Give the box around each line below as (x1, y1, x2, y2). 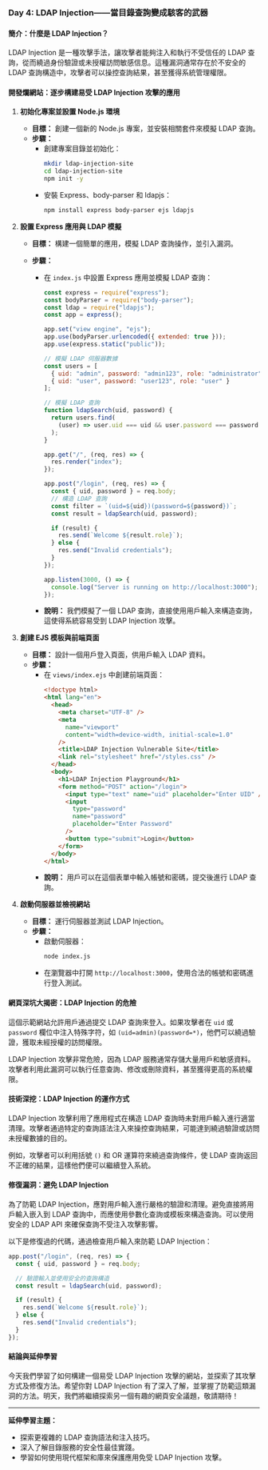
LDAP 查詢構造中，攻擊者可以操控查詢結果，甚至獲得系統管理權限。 (8, 68, 231, 78)
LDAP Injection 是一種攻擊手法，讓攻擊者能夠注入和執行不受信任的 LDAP (8, 48, 246, 58)
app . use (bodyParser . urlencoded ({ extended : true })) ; (43, 333, 227, 341)
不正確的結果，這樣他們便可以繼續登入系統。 (8, 1160, 156, 1170)
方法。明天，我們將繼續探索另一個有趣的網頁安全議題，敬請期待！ (22, 1391, 239, 1400)
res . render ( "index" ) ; (50, 458, 123, 466)
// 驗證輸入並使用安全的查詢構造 (15, 1274, 110, 1282)
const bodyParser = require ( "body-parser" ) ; (43, 296, 195, 304)
